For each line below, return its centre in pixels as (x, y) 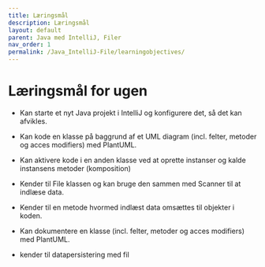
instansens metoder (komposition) (75, 168)
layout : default (35, 30)
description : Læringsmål (49, 23)
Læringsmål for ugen (78, 91)
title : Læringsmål (38, 15)
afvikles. (33, 121)
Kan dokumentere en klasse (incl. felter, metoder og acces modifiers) (132, 231)
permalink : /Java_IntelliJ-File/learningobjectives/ (97, 52)
